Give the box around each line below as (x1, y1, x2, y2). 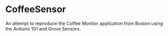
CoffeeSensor (5, 4, 66, 15)
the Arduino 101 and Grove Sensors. (5, 25, 81, 31)
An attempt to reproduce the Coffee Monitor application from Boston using (5, 20, 163, 26)
